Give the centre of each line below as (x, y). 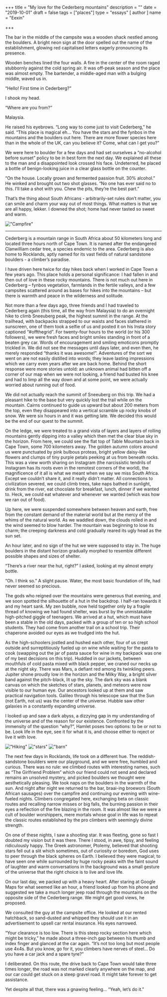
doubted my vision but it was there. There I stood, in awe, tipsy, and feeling (82, 840)
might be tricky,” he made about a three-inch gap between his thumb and (80, 938)
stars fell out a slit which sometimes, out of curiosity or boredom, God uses (82, 851)
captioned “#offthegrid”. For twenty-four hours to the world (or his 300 (78, 332)
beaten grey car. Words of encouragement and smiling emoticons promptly (82, 342)
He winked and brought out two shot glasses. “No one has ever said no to (81, 183)
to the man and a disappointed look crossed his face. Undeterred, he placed (83, 163)
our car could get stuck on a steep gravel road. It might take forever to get (81, 974)
